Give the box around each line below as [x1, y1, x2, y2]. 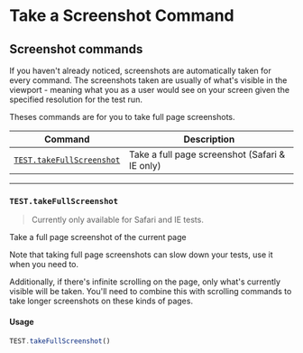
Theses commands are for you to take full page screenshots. [9, 112, 236, 122]
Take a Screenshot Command [9, 5, 234, 26]
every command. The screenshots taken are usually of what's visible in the [9, 75, 288, 86]
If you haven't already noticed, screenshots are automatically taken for [9, 65, 272, 76]
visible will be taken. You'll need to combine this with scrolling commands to [9, 286, 292, 297]
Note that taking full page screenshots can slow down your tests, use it [9, 249, 273, 260]
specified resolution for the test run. [9, 94, 142, 105]
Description [183, 133, 235, 145]
